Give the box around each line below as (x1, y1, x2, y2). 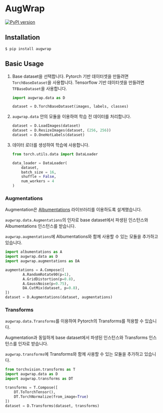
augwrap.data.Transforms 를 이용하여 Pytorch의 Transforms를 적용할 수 (5, 318, 144, 324)
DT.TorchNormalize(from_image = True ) (14, 394, 89, 399)
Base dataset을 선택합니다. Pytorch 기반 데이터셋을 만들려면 (12, 73, 129, 79)
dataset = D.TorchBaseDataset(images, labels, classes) (12, 104, 129, 109)
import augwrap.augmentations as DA (5, 259, 80, 264)
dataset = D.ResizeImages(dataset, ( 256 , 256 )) (12, 128, 112, 133)
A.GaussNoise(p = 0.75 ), (23, 281, 69, 286)
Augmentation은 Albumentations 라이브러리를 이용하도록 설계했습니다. (5, 207, 142, 213)
